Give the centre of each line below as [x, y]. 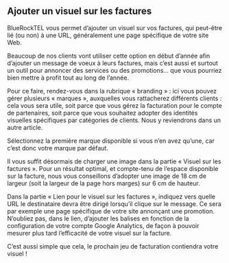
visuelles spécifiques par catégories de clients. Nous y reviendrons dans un [114, 120]
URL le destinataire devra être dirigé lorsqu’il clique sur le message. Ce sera [114, 204]
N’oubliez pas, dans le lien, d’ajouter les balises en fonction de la [98, 218]
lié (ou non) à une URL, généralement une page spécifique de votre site [108, 35]
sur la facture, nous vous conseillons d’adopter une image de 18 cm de [107, 176]
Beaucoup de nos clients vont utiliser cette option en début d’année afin [109, 56]
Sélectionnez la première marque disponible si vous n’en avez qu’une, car [111, 141]
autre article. [25, 127]
